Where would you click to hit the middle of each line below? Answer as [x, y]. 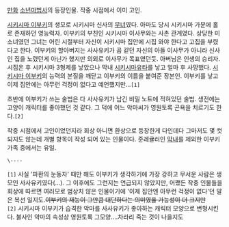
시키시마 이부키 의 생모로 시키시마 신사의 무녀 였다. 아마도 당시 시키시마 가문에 [109, 25]
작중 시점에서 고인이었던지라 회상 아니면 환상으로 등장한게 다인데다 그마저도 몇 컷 [115, 131]
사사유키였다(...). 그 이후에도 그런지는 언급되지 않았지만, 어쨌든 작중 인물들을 [121, 183]
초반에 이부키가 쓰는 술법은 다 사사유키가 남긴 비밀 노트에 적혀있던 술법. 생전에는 [114, 99]
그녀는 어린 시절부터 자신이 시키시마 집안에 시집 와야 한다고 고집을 [118, 42]
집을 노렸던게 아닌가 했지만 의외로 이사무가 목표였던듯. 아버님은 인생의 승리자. [117, 59]
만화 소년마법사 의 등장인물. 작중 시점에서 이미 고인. [75, 10]
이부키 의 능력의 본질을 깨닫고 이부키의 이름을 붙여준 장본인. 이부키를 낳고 [122, 76]
